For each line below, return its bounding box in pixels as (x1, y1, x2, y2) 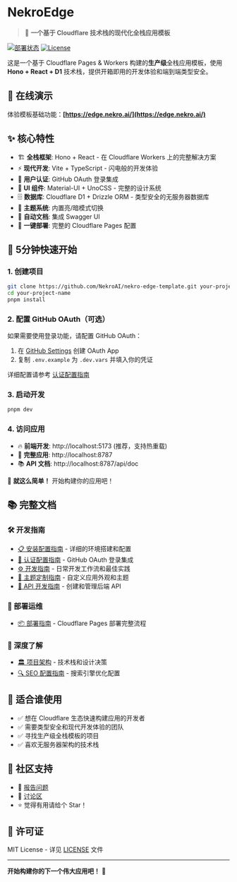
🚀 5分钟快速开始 (7, 243, 78, 255)
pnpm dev (7, 406, 33, 413)
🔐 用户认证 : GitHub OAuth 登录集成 (17, 174, 119, 183)
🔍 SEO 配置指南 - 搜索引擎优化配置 (17, 668, 121, 677)
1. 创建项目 (7, 266, 44, 276)
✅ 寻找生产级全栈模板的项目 (17, 731, 99, 739)
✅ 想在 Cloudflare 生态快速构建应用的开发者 (17, 713, 145, 722)
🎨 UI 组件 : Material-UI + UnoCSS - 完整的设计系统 (17, 183, 162, 192)
